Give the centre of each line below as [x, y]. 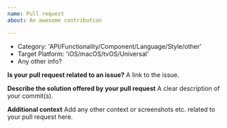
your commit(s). [31, 96]
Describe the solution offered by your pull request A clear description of [113, 88]
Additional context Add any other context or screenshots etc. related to [111, 109]
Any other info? [39, 61]
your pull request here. [40, 117]
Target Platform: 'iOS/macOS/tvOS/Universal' [83, 54]
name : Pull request [36, 14]
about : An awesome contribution [54, 20]
